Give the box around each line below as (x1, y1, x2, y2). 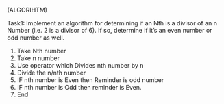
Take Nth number (16, 47, 66, 55)
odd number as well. (7, 34, 65, 42)
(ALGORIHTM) (7, 6, 48, 14)
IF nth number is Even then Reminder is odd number (16, 76, 164, 84)
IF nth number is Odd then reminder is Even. (16, 83, 142, 91)
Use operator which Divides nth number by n (16, 62, 144, 69)
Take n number (16, 54, 60, 62)
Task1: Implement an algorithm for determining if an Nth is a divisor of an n (7, 19, 218, 27)
